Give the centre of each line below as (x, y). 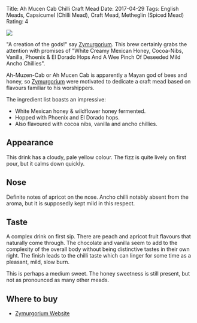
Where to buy (32, 299)
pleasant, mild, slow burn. (38, 262)
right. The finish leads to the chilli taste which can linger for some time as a (99, 256)
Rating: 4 (17, 21)
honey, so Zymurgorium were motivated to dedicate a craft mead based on (99, 81)
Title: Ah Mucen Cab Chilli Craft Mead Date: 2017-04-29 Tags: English (93, 9)
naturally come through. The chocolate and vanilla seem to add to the (92, 243)
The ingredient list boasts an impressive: (56, 99)
